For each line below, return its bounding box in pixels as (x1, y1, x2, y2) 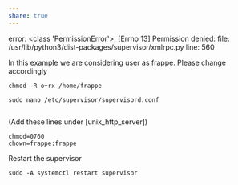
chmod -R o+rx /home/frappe (8, 82, 103, 90)
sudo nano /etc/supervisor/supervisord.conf (8, 95, 159, 104)
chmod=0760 (8, 132, 45, 140)
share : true (8, 11, 48, 20)
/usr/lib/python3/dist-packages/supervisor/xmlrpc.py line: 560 (8, 42, 215, 52)
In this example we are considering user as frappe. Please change (8, 58, 227, 67)
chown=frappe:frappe (8, 139, 78, 147)
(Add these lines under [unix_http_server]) (8, 117, 148, 127)
